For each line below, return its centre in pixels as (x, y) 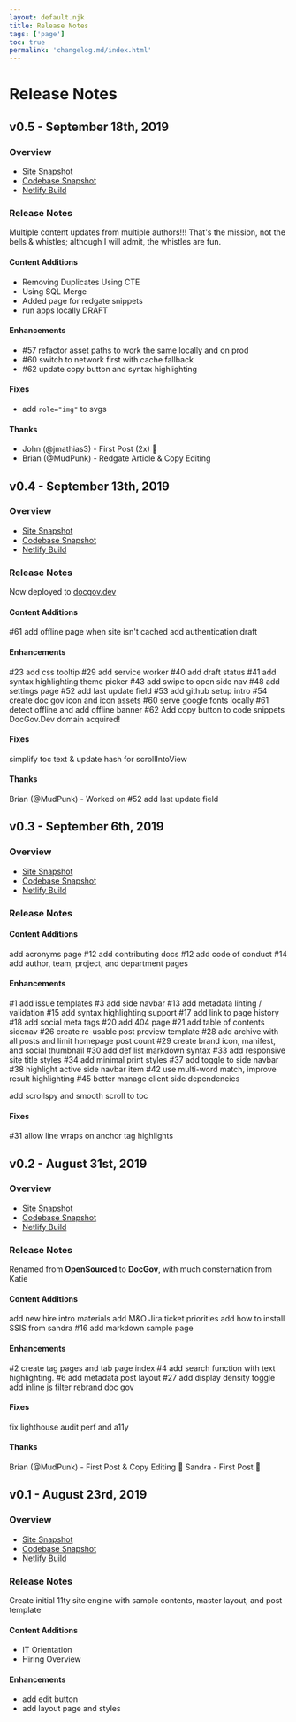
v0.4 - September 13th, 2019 (89, 486)
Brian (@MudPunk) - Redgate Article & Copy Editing (116, 458)
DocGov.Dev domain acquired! (65, 719)
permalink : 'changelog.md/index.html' (80, 51)
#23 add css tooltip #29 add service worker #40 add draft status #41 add (143, 672)
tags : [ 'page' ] (37, 34)
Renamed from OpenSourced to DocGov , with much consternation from (140, 1269)
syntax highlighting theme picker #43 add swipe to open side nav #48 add (144, 681)
